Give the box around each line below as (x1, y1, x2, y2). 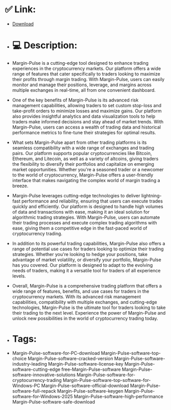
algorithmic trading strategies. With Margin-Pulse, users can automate (12, 214, 160, 220)
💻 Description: (12, 40, 78, 52)
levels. (12, 273, 26, 279)
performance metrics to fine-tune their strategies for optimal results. (12, 129, 156, 136)
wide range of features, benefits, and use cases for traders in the (12, 288, 150, 294)
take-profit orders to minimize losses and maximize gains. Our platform (12, 108, 162, 114)
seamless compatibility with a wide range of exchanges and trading (12, 144, 154, 151)
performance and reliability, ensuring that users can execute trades (21, 198, 163, 204)
